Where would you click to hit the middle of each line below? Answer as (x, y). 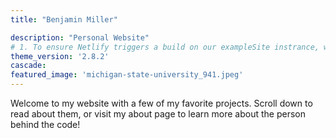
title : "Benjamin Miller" (64, 19)
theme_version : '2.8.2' (60, 56)
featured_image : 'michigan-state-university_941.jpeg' (127, 75)
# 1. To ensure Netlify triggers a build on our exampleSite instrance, (165, 47)
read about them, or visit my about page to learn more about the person (158, 114)
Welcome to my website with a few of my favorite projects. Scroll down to (161, 103)
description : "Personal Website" (80, 37)
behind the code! (45, 124)
